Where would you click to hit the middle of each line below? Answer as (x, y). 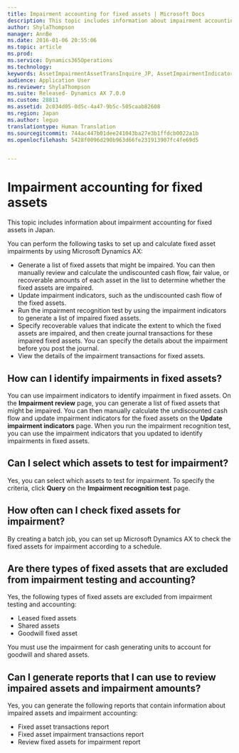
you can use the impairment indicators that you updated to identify (105, 433)
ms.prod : (20, 54)
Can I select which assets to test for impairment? (118, 463)
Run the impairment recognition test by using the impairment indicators (122, 311)
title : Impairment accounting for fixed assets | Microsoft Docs (106, 14)
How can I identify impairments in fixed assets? (115, 378)
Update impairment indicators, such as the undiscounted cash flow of (120, 296)
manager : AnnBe (30, 34)
